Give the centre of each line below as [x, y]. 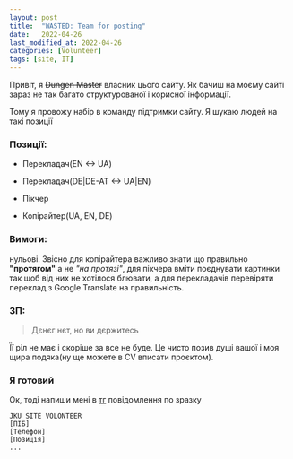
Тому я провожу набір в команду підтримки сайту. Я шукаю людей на [143, 112]
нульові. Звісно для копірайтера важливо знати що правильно [129, 259]
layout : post [34, 17]
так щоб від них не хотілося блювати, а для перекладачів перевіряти [142, 278]
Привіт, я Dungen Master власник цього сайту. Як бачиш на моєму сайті [147, 85]
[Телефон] [28, 432]
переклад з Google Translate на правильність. [97, 287]
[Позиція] [28, 440]
